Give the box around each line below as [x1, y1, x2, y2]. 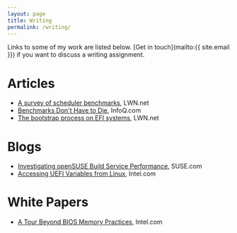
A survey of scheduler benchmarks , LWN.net [17, 98, 150, 107]
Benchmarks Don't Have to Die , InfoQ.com [17, 106, 141, 115]
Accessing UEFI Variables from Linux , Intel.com [17, 169, 156, 178]
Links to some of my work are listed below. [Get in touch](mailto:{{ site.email [7, 43, 230, 52]
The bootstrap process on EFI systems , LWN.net [17, 114, 159, 123]
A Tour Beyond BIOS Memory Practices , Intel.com [17, 217, 163, 227]
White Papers [7, 194, 88, 210]
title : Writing [7, 17, 52, 24]
